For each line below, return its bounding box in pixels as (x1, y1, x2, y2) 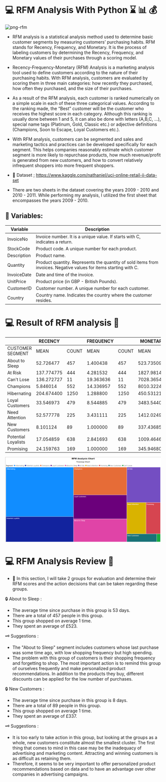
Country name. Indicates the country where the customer (36, 292, 152, 298)
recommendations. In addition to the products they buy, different (12, 671, 144, 677)
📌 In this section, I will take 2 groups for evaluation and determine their (12, 576, 156, 582)
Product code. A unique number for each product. (36, 245, 137, 251)
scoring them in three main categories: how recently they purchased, (12, 80, 153, 86)
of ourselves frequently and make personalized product (12, 666, 126, 672)
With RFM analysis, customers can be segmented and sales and (12, 136, 143, 142)
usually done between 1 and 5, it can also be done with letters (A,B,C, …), (12, 116, 161, 122)
